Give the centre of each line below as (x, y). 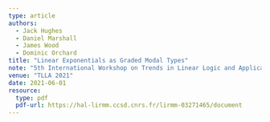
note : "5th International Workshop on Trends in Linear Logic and (122, 68)
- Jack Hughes (39, 31)
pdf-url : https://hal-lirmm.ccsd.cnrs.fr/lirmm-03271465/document (129, 105)
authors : (23, 23)
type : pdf (32, 98)
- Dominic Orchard (47, 53)
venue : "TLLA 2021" (41, 75)
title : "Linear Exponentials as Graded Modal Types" (98, 61)
